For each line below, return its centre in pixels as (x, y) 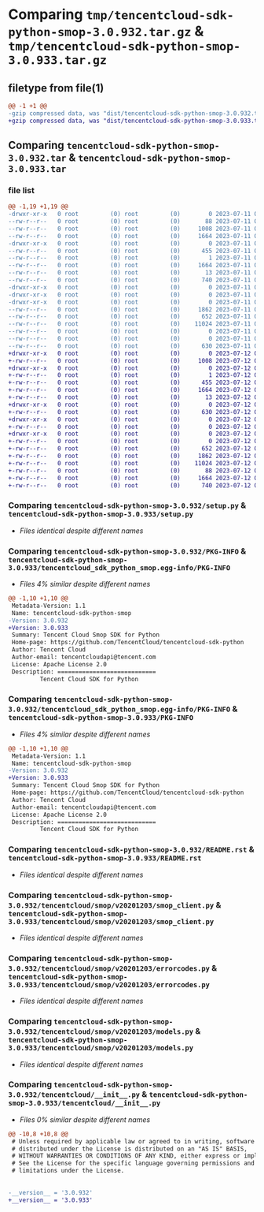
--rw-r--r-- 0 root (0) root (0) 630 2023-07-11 (130, 346)
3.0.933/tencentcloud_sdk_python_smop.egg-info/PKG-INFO (119, 568)
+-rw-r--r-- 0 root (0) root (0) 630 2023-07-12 (130, 412)
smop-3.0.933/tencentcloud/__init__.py (84, 1103)
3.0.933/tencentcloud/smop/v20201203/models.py (101, 1048)
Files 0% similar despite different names (85, 1119)
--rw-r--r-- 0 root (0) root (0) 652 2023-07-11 (130, 317)
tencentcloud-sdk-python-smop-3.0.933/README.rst (105, 858)
